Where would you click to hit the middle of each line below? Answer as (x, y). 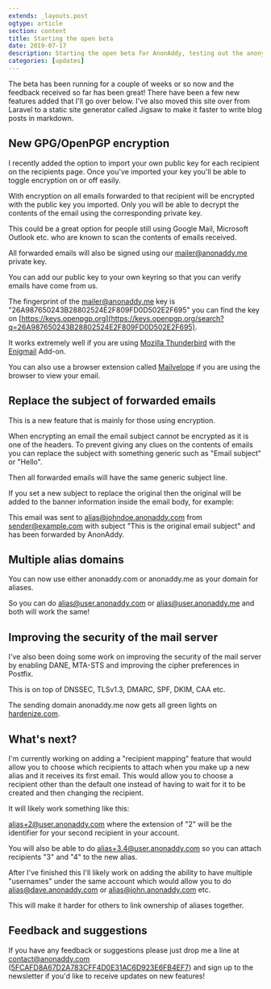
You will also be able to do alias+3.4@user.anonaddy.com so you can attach (135, 848)
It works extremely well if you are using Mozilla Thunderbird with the (122, 342)
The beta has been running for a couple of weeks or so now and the (121, 84)
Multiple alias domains (66, 559)
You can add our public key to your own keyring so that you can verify (125, 277)
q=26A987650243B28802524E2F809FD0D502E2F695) (102, 327)
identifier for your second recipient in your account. (94, 832)
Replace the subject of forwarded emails (112, 401)
